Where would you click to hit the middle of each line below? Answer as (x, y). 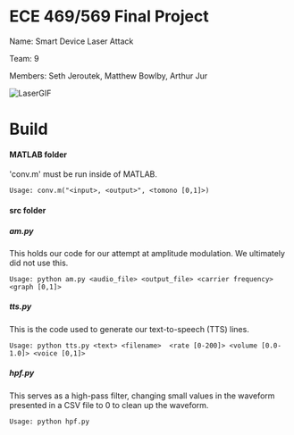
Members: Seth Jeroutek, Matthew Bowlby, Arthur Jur (109, 75)
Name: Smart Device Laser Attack (71, 41)
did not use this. (39, 263)
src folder (28, 210)
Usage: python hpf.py (50, 422)
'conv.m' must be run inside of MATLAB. (84, 174)
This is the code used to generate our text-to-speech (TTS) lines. (130, 329)
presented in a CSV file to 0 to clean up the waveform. (109, 405)
